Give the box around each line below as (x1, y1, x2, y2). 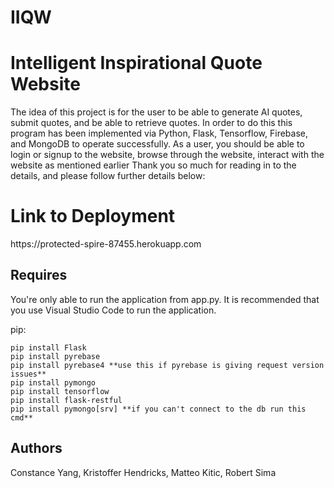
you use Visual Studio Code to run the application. (10, 304, 217, 316)
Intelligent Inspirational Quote (10, 52, 263, 75)
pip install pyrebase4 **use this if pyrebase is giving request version (10, 360, 325, 370)
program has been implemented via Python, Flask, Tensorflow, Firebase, (10, 127, 308, 140)
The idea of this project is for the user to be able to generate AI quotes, (10, 106, 303, 118)
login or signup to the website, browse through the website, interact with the (10, 149, 325, 161)
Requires (10, 267, 68, 284)
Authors (10, 440, 63, 457)
